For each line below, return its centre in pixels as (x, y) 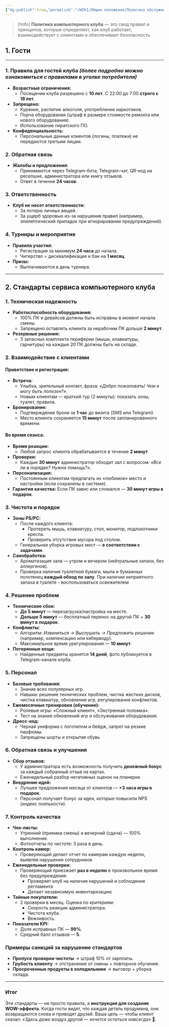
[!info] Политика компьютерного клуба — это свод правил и (83, 24)
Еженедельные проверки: (41, 865)
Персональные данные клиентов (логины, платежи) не (79, 136)
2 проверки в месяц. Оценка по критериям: (67, 902)
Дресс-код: (26, 721)
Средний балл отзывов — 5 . (50, 935)
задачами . (32, 550)
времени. (30, 423)
